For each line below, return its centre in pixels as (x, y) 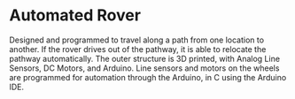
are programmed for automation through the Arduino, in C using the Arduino (148, 77)
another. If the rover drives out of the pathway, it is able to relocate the (138, 49)
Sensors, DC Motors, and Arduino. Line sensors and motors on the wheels (144, 68)
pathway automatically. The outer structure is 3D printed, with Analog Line (145, 58)
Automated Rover (75, 15)
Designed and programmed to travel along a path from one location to (136, 40)
